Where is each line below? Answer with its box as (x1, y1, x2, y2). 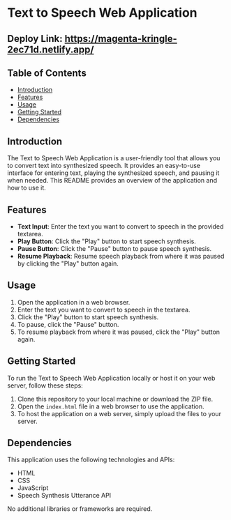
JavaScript (17, 484, 49, 492)
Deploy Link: (7, 33, 63, 45)
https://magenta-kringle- (64, 33, 177, 45)
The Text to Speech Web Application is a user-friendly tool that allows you (7, 154, 221, 162)
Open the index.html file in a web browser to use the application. (17, 402, 204, 411)
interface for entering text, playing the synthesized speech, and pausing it (7, 169, 220, 177)
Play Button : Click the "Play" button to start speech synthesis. (17, 237, 197, 245)
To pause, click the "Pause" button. (17, 320, 119, 328)
